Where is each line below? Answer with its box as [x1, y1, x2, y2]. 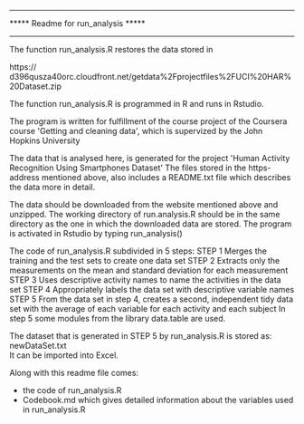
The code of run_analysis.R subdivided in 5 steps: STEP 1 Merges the [9, 246, 267, 256]
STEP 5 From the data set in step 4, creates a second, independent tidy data [9, 294, 294, 304]
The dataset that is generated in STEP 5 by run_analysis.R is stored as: [9, 331, 272, 341]
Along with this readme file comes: [9, 368, 138, 378]
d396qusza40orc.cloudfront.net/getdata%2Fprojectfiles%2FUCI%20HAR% [9, 72, 292, 82]
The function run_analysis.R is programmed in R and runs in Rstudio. [9, 99, 264, 109]
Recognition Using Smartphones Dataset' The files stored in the [9, 162, 247, 173]
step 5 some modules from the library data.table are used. [9, 313, 226, 323]
